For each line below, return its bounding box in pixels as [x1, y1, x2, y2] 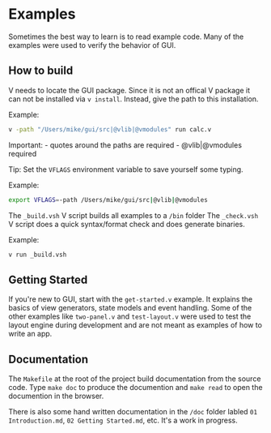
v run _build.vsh [8, 251, 67, 259]
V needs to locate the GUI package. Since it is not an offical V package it [8, 85, 251, 95]
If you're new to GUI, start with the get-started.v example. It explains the [8, 294, 253, 304]
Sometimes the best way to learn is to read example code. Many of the [8, 32, 244, 41]
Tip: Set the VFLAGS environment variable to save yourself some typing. [8, 164, 244, 174]
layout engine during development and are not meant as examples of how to [8, 320, 263, 330]
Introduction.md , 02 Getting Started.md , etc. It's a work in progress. [8, 415, 239, 425]
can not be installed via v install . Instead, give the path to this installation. [8, 94, 259, 104]
